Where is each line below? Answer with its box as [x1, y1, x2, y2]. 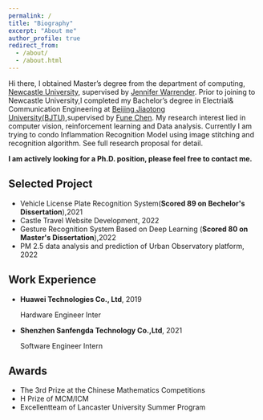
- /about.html [15, 57, 63, 65]
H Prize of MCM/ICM [19, 394, 90, 404]
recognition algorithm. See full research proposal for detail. [8, 138, 203, 148]
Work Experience [8, 273, 97, 287]
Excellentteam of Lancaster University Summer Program [19, 402, 206, 412]
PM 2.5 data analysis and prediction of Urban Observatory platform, [19, 241, 245, 251]
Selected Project [8, 177, 93, 191]
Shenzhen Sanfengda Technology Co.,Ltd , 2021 [19, 325, 183, 335]
